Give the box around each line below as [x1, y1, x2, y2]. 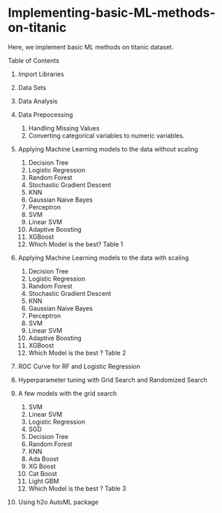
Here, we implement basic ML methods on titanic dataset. [8, 43, 174, 51]
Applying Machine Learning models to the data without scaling [17, 144, 198, 153]
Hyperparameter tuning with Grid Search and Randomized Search [17, 376, 208, 384]
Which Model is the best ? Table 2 [28, 348, 126, 357]
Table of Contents [8, 56, 60, 64]
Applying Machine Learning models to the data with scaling [17, 253, 189, 262]
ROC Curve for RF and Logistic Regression [17, 362, 140, 371]
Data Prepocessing [17, 110, 73, 119]
